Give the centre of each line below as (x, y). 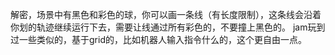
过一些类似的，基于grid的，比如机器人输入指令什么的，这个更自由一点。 (158, 39)
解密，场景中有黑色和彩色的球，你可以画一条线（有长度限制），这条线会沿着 (166, 14)
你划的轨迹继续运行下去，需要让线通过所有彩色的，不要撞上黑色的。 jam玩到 (168, 27)
